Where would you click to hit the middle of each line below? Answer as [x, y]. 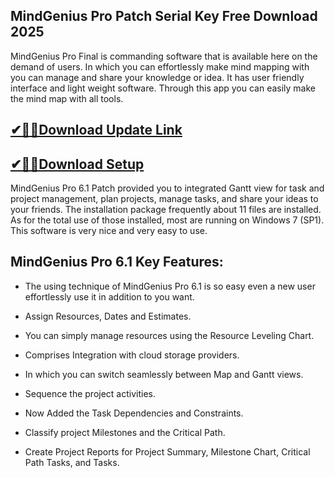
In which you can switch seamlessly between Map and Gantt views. [164, 374]
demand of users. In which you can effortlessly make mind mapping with [160, 66]
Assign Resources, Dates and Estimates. [108, 316]
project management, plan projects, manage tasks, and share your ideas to [164, 199]
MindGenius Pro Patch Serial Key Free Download [164, 16]
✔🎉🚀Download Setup [77, 164]
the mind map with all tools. [67, 98]
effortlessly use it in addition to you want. [109, 296]
